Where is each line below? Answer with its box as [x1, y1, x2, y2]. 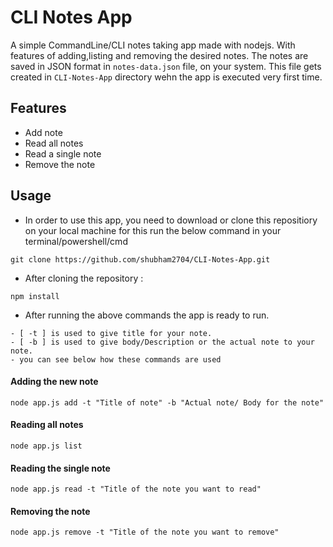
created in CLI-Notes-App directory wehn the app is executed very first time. [10, 71, 323, 83]
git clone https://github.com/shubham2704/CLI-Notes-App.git [10, 254, 271, 265]
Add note [24, 126, 63, 138]
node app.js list [10, 441, 83, 451]
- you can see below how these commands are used [10, 354, 222, 365]
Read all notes [24, 137, 84, 149]
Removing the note [10, 505, 91, 517]
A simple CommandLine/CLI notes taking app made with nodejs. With [10, 39, 296, 51]
